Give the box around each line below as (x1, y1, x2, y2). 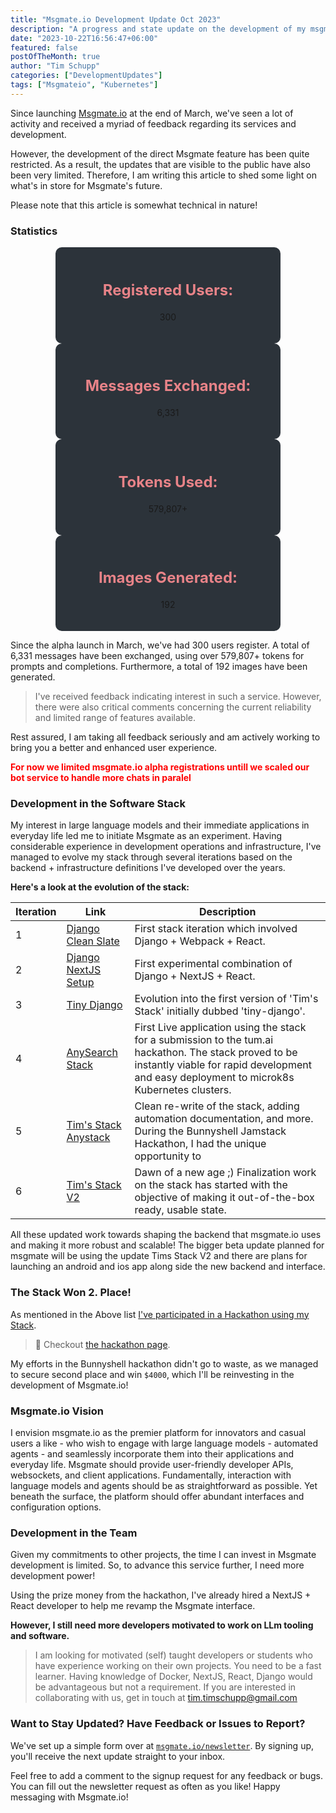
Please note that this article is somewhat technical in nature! (10, 199, 258, 211)
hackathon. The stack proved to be (134, 1046, 298, 1060)
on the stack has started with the (134, 1178, 288, 1192)
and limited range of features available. (34, 712, 197, 724)
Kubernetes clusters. (134, 1083, 232, 1097)
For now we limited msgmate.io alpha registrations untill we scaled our (10, 761, 310, 773)
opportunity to (134, 1149, 202, 1163)
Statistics (10, 224, 58, 238)
